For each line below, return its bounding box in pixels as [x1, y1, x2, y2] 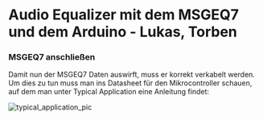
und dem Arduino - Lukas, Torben [8, 23, 237, 41]
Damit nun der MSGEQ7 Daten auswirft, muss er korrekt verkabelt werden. [8, 70, 256, 80]
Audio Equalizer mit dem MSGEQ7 [8, 6, 240, 24]
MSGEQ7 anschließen [8, 52, 96, 63]
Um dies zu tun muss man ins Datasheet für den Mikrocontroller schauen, [8, 78, 253, 88]
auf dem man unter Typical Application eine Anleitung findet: [8, 87, 210, 97]
